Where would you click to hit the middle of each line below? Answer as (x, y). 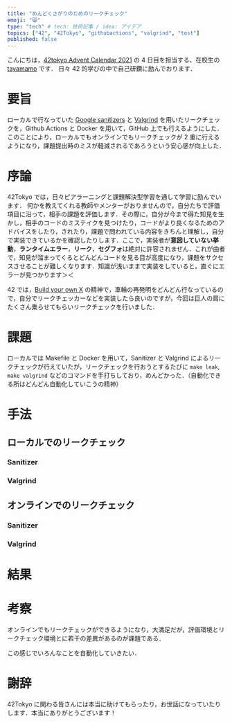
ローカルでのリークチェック (66, 442)
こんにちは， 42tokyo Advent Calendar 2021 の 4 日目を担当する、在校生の (114, 60)
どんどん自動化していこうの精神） (74, 384)
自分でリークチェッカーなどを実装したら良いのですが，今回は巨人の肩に (122, 298)
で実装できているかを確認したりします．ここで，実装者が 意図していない (110, 240)
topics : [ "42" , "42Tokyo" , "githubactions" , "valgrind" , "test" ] (104, 33)
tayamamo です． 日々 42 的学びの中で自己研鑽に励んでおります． (102, 69)
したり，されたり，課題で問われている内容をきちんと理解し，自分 (131, 232)
